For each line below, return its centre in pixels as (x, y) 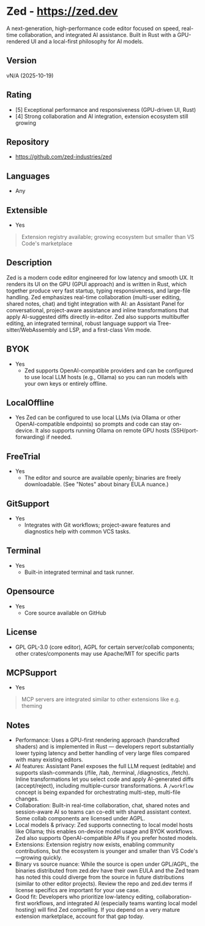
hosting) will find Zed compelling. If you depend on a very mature (98, 910)
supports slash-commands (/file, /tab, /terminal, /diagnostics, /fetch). (102, 773)
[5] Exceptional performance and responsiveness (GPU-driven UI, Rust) (106, 109)
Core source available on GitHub (65, 613)
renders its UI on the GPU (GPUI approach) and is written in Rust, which (96, 284)
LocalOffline (30, 403)
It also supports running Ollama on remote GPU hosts (102, 431)
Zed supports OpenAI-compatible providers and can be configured (109, 371)
